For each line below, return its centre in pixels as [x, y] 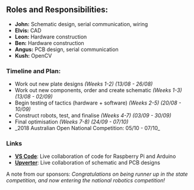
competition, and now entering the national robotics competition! [85, 180]
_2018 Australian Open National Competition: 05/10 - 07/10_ [87, 128]
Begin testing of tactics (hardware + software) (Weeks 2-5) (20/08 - [98, 103]
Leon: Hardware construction [51, 37]
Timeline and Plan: [34, 71]
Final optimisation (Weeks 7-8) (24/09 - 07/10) [71, 122]
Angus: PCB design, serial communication [66, 49]
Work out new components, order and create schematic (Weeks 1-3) [98, 90]
